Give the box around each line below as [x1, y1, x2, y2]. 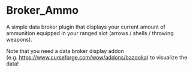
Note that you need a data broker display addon [6, 47, 124, 54]
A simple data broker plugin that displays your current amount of [6, 23, 166, 30]
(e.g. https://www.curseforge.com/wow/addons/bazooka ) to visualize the [6, 54, 188, 61]
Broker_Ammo [6, 4, 79, 17]
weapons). [6, 36, 33, 43]
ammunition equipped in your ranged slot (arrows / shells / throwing [6, 29, 174, 36]
